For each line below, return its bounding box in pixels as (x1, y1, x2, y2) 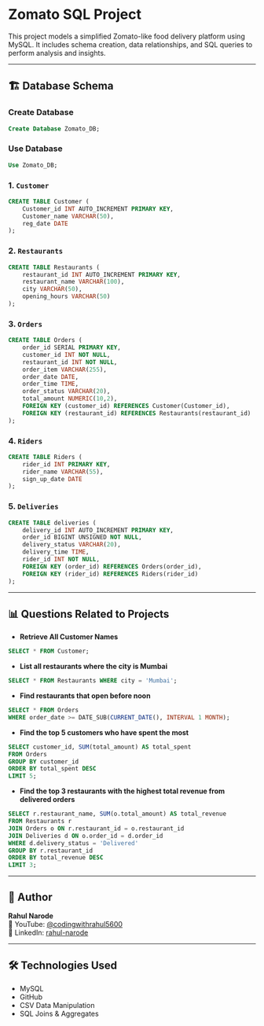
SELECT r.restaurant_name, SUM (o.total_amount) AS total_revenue (8, 810, 226, 818)
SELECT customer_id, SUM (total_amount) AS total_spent (8, 743, 192, 751)
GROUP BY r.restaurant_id (8, 847, 93, 855)
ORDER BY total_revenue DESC (8, 854, 104, 862)
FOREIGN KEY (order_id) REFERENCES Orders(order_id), (22, 562, 202, 571)
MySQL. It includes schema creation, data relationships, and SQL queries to (8, 39, 253, 49)
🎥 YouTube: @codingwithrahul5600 (8, 920, 123, 929)
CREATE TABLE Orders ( (8, 336, 82, 344)
